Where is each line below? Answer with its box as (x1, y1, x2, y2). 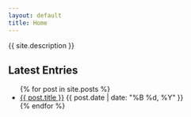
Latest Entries (8, 63, 78, 77)
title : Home (8, 19, 48, 27)
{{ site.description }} (8, 40, 75, 50)
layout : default (8, 11, 62, 20)
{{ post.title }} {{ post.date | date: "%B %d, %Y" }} (19, 92, 184, 103)
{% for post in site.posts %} (19, 85, 111, 94)
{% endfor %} (19, 101, 66, 111)
